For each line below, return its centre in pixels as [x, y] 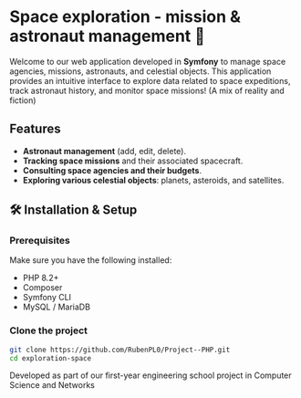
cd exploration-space [51, 358]
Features [35, 129]
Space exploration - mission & [125, 17]
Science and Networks [52, 385]
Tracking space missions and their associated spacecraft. [133, 161]
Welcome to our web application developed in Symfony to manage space [148, 61]
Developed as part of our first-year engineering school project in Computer [150, 375]
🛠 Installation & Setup [73, 210]
